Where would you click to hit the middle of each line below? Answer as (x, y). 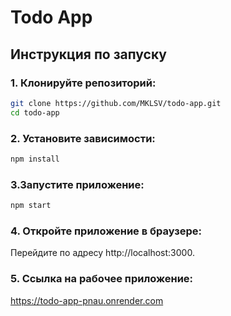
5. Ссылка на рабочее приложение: (102, 279)
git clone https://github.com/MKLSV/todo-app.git (116, 103)
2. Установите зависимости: (83, 138)
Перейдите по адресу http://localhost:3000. (102, 253)
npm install (35, 159)
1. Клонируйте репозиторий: (83, 83)
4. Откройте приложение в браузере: (106, 231)
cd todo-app (35, 112)
